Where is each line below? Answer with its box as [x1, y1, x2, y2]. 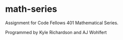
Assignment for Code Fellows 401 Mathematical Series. [5, 20, 119, 26]
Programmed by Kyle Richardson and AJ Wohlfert [5, 29, 107, 35]
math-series [5, 3, 57, 15]
